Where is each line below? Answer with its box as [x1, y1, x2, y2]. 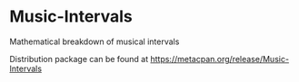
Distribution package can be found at [9, 53, 149, 64]
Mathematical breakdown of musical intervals [9, 36, 180, 47]
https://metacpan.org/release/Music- [149, 53, 289, 64]
